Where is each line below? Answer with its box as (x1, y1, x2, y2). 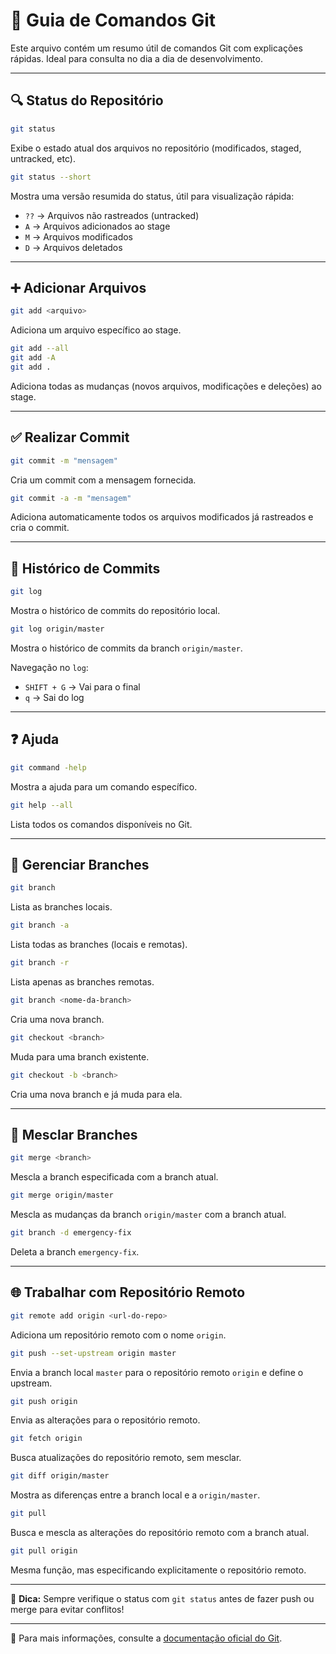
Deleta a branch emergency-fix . (10, 1246, 140, 1258)
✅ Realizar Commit (10, 429, 130, 446)
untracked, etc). (10, 152, 76, 164)
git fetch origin (10, 1434, 83, 1444)
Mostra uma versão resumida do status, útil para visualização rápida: (10, 190, 295, 202)
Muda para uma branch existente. (10, 1050, 150, 1063)
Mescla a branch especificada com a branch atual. (10, 1171, 219, 1183)
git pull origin (10, 1546, 78, 1556)
